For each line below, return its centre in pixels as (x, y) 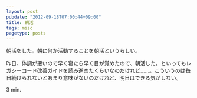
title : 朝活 (20, 22)
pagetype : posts (26, 33)
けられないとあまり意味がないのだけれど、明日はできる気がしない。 (99, 78)
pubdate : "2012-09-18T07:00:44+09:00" (54, 17)
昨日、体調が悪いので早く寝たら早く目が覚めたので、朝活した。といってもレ (99, 63)
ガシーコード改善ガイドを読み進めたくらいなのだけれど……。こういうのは (96, 70)
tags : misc (19, 28)
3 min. (14, 90)
